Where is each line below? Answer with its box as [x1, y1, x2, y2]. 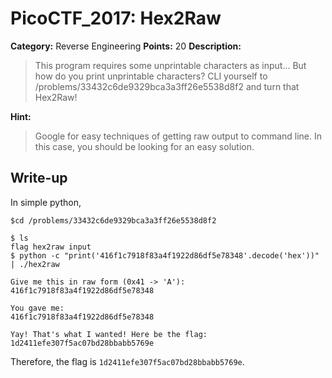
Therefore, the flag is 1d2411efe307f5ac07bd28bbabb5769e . [10, 355, 245, 367]
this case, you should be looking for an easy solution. [34, 140, 255, 152]
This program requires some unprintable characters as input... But [34, 59, 307, 71]
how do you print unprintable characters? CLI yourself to [34, 70, 268, 82]
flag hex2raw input [10, 242, 92, 252]
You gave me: [10, 303, 65, 313]
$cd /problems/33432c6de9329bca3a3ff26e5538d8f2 [10, 215, 217, 226]
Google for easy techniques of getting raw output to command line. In [34, 130, 323, 142]
